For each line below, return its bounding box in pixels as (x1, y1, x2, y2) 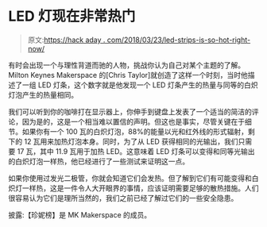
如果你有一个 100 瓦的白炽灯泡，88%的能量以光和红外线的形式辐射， (21, 126, 249, 136)
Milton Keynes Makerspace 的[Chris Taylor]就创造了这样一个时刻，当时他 (8, 70, 248, 79)
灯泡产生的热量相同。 (8, 90, 78, 99)
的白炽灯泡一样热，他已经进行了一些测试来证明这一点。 (8, 156, 189, 166)
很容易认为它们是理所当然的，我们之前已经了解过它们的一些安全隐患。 (8, 193, 238, 202)
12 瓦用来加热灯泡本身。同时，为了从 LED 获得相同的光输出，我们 (23, 137, 238, 146)
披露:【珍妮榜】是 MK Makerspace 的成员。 (8, 210, 152, 219)
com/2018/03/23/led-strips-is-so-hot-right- (106, 35, 251, 44)
